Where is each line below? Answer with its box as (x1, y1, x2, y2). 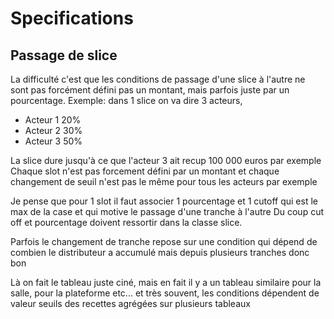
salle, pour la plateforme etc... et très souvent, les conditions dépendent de (10, 287, 320, 299)
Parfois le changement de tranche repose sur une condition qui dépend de (10, 236, 318, 247)
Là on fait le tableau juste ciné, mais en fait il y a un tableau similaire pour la (10, 277, 322, 288)
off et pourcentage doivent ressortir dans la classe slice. (10, 217, 243, 228)
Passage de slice (10, 47, 118, 64)
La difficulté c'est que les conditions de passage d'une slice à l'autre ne (10, 73, 306, 85)
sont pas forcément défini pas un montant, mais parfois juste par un (10, 84, 290, 96)
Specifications (10, 7, 134, 30)
